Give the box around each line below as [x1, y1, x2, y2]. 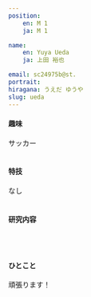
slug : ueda [8, 93, 45, 101]
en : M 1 [22, 19, 48, 27]
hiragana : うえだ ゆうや [8, 85, 84, 93]
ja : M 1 [22, 26, 48, 35]
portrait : [8, 78, 42, 86]
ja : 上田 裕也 [22, 56, 65, 64]
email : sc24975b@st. [8, 71, 77, 79]
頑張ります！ [8, 280, 50, 290]
